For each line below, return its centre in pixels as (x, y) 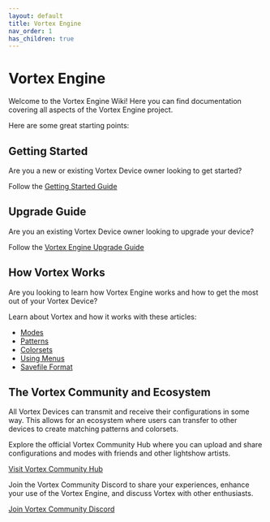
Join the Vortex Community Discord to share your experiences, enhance (129, 485)
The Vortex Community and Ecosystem (109, 393)
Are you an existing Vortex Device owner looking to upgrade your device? (131, 231)
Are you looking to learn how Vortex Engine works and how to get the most (133, 292)
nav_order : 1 (30, 31)
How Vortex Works (57, 273)
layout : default (36, 16)
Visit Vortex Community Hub (56, 469)
